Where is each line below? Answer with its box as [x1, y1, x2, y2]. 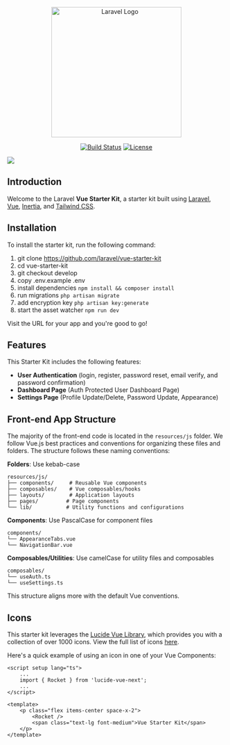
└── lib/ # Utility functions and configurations [7, 504, 185, 511]
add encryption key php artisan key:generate [17, 298, 149, 306]
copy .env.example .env [17, 276, 85, 284]
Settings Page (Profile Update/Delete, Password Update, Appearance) [17, 393, 219, 402]
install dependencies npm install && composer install [17, 284, 175, 292]
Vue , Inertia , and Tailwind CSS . [7, 202, 96, 210]
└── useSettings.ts [7, 580, 64, 587]
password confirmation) [17, 379, 86, 387]
